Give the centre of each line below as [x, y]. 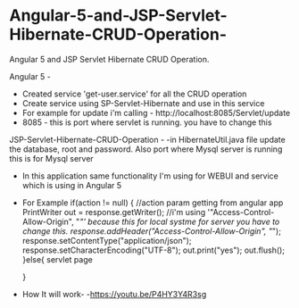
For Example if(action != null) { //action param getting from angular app [153, 203]
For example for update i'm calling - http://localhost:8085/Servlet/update [156, 112]
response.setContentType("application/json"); [107, 240]
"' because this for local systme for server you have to [179, 221]
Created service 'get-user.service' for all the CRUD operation [134, 94]
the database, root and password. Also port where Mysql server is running [146, 149]
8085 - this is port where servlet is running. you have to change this [147, 122]
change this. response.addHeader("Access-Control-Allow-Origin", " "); [151, 231]
